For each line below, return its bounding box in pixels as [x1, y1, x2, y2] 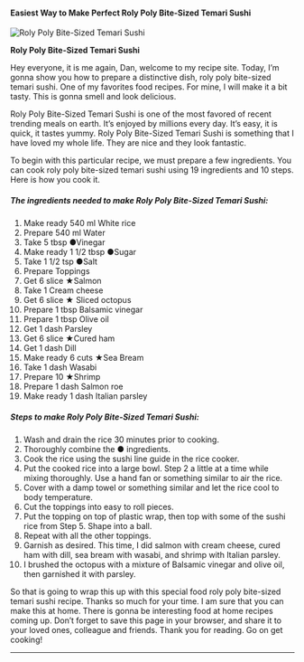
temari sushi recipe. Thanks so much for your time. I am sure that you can [10, 596, 284, 607]
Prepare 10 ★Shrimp [23, 372, 101, 383]
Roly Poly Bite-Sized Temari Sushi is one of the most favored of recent [10, 109, 272, 119]
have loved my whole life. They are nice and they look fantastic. [10, 137, 247, 148]
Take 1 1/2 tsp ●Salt [23, 256, 98, 267]
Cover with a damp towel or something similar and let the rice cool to [23, 482, 280, 493]
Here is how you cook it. [10, 175, 100, 185]
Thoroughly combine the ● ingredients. [23, 444, 170, 455]
